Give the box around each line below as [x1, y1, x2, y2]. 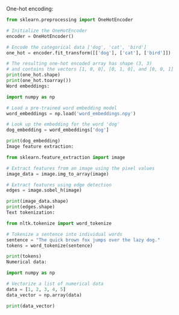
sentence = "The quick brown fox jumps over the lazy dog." [6, 237, 161, 243]
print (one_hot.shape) [6, 72, 61, 78]
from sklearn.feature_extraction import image [6, 154, 125, 161]
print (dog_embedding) [6, 138, 61, 144]
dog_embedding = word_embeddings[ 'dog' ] [6, 127, 110, 133]
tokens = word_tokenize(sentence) [6, 243, 93, 249]
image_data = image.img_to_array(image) [6, 171, 110, 177]
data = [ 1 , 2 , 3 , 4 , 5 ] [6, 286, 66, 292]
